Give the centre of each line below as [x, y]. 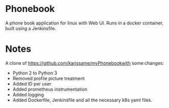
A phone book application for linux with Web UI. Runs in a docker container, [84, 23]
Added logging [28, 94]
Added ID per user [32, 84]
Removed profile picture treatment [49, 78]
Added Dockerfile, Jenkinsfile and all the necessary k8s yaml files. [82, 100]
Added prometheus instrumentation [50, 89]
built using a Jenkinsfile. [31, 28]
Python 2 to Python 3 [35, 73]
